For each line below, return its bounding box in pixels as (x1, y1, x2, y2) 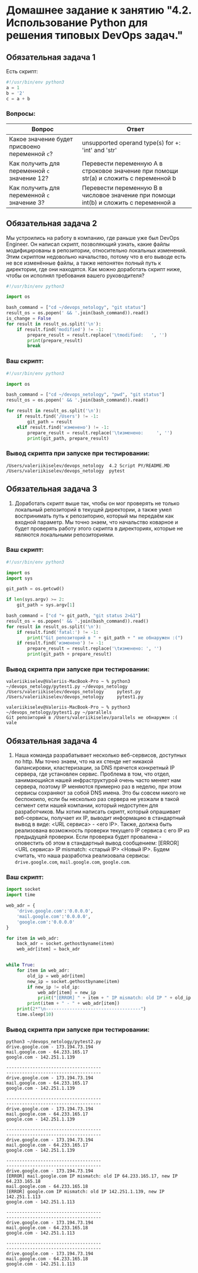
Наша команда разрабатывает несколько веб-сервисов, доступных (14, 751, 187, 759)
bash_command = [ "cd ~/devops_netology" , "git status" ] (6, 305, 146, 311)
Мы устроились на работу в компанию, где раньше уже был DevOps (6, 234, 180, 241)
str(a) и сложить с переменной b (81, 174, 177, 182)
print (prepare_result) (27, 337, 83, 343)
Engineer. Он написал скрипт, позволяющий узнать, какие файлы (6, 240, 170, 248)
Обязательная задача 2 (6, 219, 97, 229)
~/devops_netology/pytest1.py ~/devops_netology (6, 683, 128, 690)
